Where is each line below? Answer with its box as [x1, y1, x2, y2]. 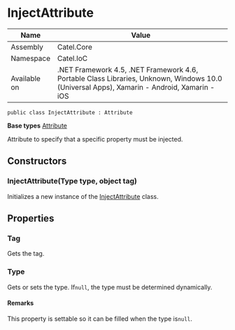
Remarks [7, 299, 34, 308]
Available [10, 74, 41, 83]
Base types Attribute [7, 121, 68, 130]
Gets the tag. [7, 249, 45, 258]
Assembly [10, 42, 44, 52]
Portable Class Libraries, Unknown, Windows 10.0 [57, 74, 222, 83]
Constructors [7, 156, 67, 167]
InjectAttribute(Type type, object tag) [7, 177, 138, 186]
